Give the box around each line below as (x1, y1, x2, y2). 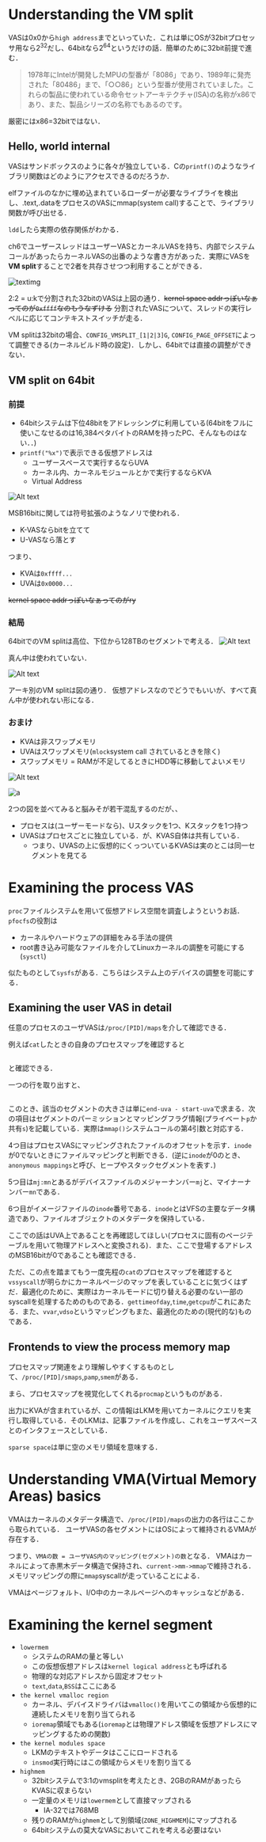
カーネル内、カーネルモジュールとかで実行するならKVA (31, 468, 212, 477)
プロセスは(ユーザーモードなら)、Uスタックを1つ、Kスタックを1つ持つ (19, 821, 249, 830)
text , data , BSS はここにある (31, 1681, 117, 1691)
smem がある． (100, 1372, 142, 1382)
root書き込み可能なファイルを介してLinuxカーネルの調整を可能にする (19, 942, 245, 951)
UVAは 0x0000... (19, 579, 74, 588)
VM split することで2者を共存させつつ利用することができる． (8, 261, 207, 271)
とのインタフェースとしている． (8, 1426, 112, 1435)
